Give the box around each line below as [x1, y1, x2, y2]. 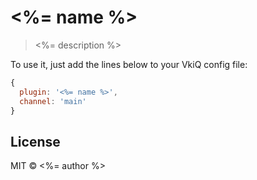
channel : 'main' [19, 96, 87, 106]
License [10, 133, 61, 150]
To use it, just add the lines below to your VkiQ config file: [10, 58, 248, 70]
